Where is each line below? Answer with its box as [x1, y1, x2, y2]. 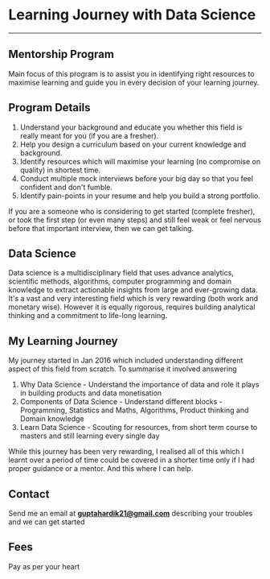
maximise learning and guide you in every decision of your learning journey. [8, 77, 260, 87]
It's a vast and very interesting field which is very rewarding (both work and [8, 294, 259, 304]
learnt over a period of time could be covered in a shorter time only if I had [8, 455, 255, 465]
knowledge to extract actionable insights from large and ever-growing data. [8, 285, 259, 295]
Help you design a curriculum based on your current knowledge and [19, 139, 247, 149]
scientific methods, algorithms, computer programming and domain [8, 276, 231, 287]
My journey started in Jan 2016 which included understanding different [8, 356, 243, 366]
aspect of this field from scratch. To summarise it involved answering [8, 364, 237, 374]
